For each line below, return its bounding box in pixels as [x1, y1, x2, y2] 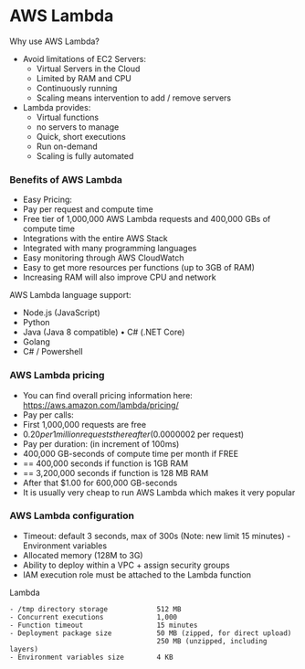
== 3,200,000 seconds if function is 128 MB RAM [22, 467, 209, 478]
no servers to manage [36, 121, 120, 133]
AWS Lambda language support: [9, 290, 131, 301]
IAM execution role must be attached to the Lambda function [22, 568, 252, 580]
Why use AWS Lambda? [9, 36, 100, 47]
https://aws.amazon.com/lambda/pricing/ [22, 399, 180, 410]
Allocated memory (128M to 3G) [22, 549, 143, 560]
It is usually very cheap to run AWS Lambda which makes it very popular [22, 486, 296, 498]
